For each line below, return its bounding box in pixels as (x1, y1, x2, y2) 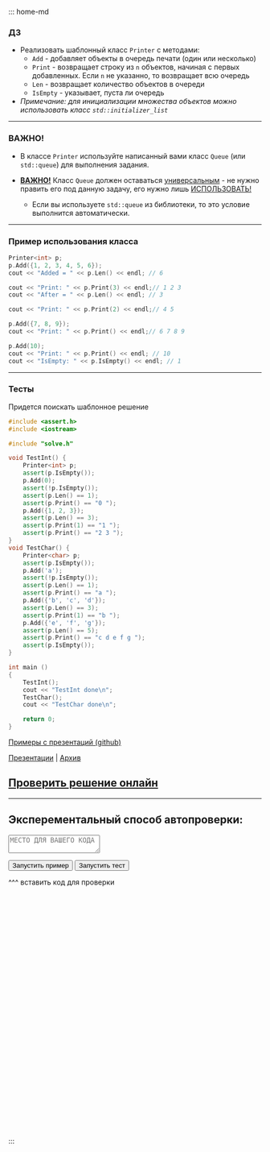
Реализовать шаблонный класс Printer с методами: (19, 45, 200, 55)
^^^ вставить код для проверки (8, 877, 115, 887)
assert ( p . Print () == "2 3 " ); (22, 529, 125, 537)
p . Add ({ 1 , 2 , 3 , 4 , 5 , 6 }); (8, 261, 103, 269)
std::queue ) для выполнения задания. (19, 160, 149, 169)
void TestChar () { (8, 544, 70, 552)
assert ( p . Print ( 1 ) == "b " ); (22, 611, 121, 620)
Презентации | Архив (8, 753, 82, 763)
